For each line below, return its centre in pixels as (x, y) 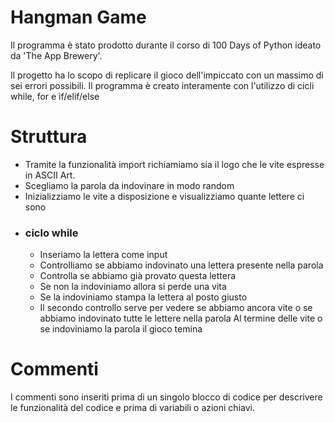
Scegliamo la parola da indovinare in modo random (129, 185)
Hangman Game (78, 17)
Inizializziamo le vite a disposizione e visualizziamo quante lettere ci (164, 196)
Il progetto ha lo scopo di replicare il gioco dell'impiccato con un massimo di (167, 75)
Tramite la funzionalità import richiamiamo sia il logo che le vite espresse (174, 164)
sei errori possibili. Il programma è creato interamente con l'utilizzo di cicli (162, 85)
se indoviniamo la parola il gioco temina (121, 329)
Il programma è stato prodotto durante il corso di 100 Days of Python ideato (166, 45)
